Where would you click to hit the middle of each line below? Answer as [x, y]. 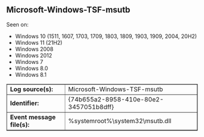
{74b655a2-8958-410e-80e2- [116, 99]
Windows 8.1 [31, 74]
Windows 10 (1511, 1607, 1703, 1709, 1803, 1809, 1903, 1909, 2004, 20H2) [106, 36]
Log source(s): [32, 89]
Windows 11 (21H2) [39, 42]
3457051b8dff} [91, 107]
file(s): [20, 124]
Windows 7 [29, 62]
